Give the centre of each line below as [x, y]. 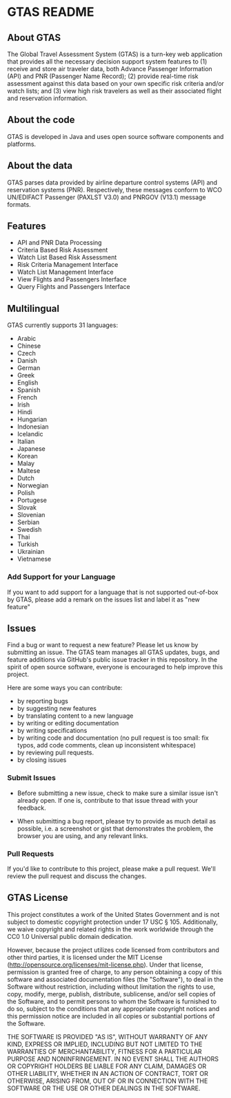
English [28, 383]
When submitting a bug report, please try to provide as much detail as [116, 821]
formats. [19, 204]
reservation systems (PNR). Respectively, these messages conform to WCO [115, 189]
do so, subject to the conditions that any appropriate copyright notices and [113, 1008]
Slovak [27, 508]
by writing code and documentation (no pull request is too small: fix [113, 738]
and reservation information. [48, 98]
